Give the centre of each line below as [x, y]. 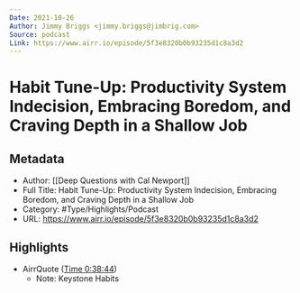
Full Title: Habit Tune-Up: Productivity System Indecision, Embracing [150, 190]
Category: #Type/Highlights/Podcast [91, 209]
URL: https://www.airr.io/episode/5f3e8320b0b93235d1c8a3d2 [141, 219]
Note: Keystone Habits [77, 279]
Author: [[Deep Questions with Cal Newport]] [106, 180]
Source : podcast [40, 34]
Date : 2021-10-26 [42, 18]
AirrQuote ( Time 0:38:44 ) [69, 269]
